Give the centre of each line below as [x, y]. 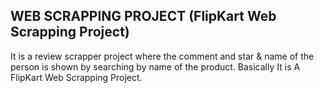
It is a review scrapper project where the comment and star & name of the [162, 56]
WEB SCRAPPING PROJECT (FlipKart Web [143, 16]
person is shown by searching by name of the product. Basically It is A [155, 66]
